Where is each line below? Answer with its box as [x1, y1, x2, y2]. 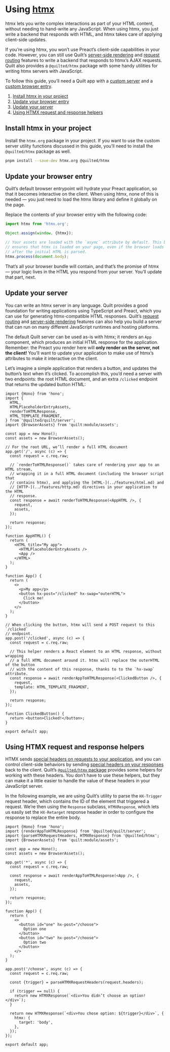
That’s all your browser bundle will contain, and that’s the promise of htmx [5, 263, 159, 269]
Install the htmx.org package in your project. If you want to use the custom [5, 137, 160, 143]
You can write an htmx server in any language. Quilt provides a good [5, 302, 148, 308]
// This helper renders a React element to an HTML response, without [10, 649, 162, 654]
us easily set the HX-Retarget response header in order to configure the [5, 809, 154, 815]
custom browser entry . [5, 83, 53, 89]
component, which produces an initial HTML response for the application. [5, 339, 158, 345]
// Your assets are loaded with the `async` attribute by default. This [5, 240, 162, 245]
